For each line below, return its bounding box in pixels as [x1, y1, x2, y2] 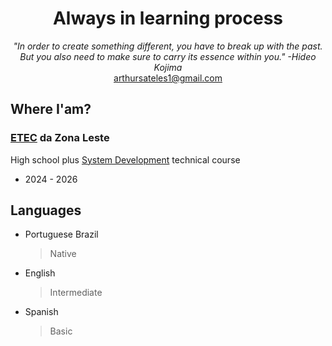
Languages [10, 202, 82, 219]
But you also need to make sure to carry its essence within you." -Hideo [19, 50, 317, 62]
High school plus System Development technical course [10, 153, 241, 166]
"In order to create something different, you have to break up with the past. [13, 40, 323, 52]
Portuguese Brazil [24, 228, 99, 241]
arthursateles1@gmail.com [113, 72, 223, 84]
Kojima [153, 61, 183, 73]
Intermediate [49, 287, 103, 299]
